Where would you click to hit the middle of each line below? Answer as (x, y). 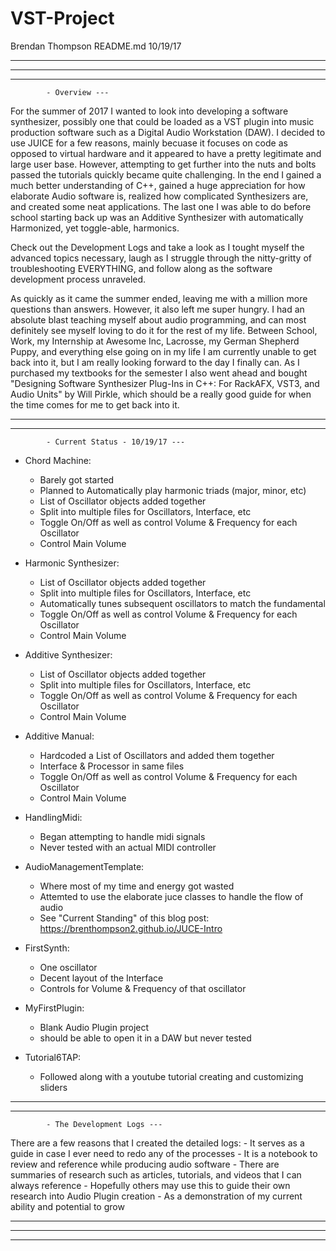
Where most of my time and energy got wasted (137, 886)
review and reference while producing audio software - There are (145, 1164)
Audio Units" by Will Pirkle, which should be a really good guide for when (161, 394)
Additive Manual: (59, 736)
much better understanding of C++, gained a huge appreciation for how (158, 185)
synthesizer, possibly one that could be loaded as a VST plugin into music (162, 121)
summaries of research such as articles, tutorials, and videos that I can (156, 1174)
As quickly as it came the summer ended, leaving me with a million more (159, 298)
